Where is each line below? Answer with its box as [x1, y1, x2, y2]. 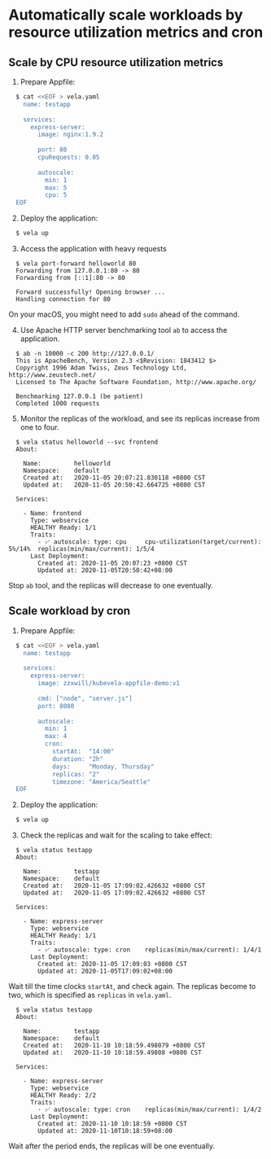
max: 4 [44, 733, 68, 741]
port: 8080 [37, 702, 75, 710]
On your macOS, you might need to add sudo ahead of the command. [8, 309, 240, 319]
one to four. [20, 422, 59, 432]
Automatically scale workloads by [8, 6, 243, 24]
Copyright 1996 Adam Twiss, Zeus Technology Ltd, [15, 364, 187, 372]
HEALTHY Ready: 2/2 [29, 1091, 96, 1100]
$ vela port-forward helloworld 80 [15, 260, 137, 268]
